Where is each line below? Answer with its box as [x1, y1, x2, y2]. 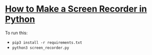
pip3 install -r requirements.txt [12, 40, 82, 45]
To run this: [5, 30, 28, 36]
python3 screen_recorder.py [12, 45, 69, 50]
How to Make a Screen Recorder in [5, 3, 147, 15]
